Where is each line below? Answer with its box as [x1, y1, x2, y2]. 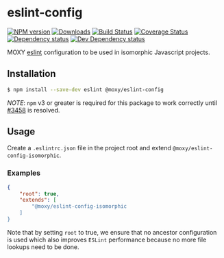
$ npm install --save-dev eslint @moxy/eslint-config [7, 86, 164, 93]
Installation [7, 68, 56, 80]
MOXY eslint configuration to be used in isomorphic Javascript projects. [7, 48, 210, 56]
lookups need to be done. [7, 242, 80, 251]
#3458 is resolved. [7, 106, 60, 114]
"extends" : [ [19, 197, 57, 204]
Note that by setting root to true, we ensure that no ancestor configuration [7, 228, 217, 236]
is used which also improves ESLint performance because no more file [7, 235, 207, 244]
